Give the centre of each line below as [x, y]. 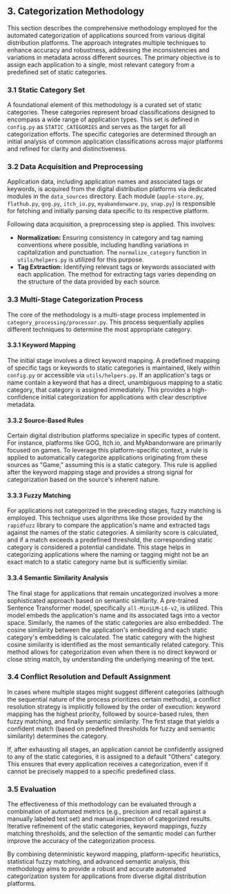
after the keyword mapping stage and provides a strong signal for [100, 473]
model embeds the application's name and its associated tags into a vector [113, 615]
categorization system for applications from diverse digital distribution [107, 876]
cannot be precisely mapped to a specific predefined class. [91, 771]
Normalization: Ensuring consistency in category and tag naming [110, 238]
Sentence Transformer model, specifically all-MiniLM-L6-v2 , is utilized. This [115, 608]
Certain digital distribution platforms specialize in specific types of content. [114, 436]
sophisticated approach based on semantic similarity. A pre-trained [103, 600]
